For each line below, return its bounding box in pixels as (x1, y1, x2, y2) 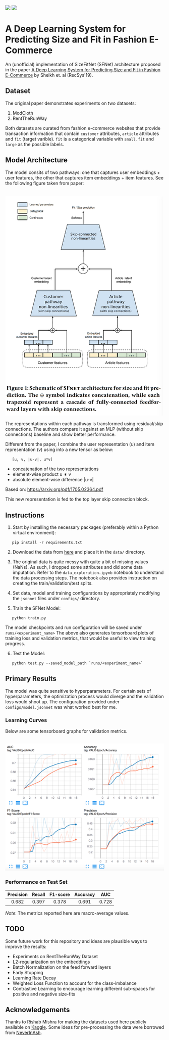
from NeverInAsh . (5, 1029, 42, 1036)
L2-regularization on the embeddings (12, 959, 90, 965)
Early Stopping (12, 969, 44, 975)
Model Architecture (5, 156, 68, 164)
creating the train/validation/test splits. (12, 580, 93, 586)
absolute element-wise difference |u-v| (12, 477, 94, 483)
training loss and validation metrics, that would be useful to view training (5, 635, 156, 641)
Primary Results (5, 674, 57, 683)
